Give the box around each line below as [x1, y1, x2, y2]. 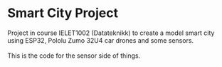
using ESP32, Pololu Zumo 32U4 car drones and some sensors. [7, 36, 194, 44]
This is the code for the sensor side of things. [7, 51, 141, 60]
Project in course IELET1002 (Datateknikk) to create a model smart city [7, 29, 215, 37]
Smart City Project [7, 5, 119, 21]
